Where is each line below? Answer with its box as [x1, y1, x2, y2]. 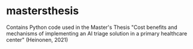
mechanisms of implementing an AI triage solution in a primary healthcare [6, 30, 188, 37]
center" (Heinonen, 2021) [6, 36, 69, 43]
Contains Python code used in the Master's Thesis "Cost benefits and [6, 24, 178, 31]
